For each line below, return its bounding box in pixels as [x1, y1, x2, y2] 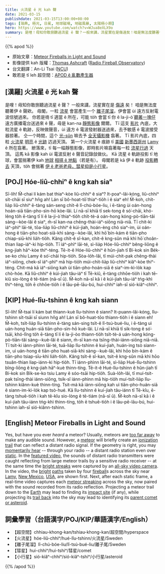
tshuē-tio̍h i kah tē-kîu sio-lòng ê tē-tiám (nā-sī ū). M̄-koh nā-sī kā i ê [15, 393, 155, 399]
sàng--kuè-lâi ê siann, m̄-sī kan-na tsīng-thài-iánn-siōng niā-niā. [27, 337, 159, 343]
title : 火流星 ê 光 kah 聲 [5, 7, 56, 12]
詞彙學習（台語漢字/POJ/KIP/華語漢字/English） [5, 515, 152, 523]
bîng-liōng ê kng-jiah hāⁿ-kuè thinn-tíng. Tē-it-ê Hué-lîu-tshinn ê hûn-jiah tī [5, 365, 158, 371]
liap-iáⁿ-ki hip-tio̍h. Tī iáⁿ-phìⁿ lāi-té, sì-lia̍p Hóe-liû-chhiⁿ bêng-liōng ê [16, 241, 159, 247]
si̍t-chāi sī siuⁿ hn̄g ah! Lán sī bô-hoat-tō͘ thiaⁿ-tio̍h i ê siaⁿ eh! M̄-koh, [5, 196, 145, 202]
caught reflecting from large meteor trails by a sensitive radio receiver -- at [5, 458, 157, 464]
